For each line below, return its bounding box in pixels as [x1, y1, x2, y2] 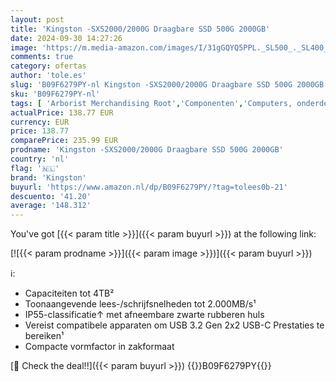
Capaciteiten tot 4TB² [24, 287, 115, 300]
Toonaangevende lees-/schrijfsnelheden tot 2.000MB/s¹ [24, 298, 257, 310]
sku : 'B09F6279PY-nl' [10, 89, 101, 99]
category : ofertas [10, 61, 87, 71]
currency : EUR [10, 117, 70, 127]
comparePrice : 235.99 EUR [10, 136, 118, 146]
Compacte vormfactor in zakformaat [24, 341, 175, 353]
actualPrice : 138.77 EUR [10, 107, 114, 118]
